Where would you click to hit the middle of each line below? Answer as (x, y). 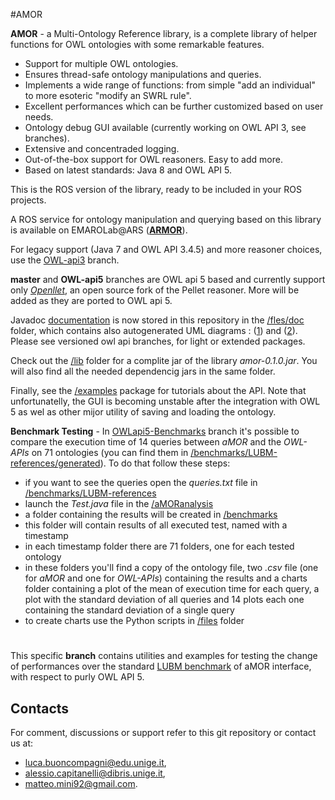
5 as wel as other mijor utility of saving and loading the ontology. (143, 412)
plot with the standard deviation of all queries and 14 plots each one (164, 599)
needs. (39, 117)
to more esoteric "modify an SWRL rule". (108, 95)
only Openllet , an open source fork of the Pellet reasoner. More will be (155, 290)
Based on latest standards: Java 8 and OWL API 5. (128, 170)
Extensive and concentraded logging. (102, 148)
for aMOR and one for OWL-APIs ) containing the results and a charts (166, 578)
